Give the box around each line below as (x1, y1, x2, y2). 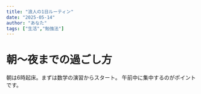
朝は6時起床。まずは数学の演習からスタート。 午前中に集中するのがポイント (6, 74, 196, 81)
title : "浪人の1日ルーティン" (6, 8, 74, 15)
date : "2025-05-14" (6, 14, 56, 20)
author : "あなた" (6, 20, 47, 26)
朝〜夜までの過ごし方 (6, 53, 113, 66)
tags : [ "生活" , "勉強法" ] (6, 25, 65, 32)
